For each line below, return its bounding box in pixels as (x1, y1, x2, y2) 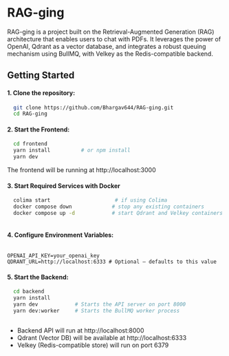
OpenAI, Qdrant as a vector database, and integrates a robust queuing (7, 42, 206, 50)
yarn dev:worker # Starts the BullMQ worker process (13, 307, 180, 314)
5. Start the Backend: (7, 273, 69, 281)
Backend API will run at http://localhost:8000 (17, 326, 144, 335)
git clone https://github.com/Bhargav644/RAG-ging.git (13, 104, 174, 111)
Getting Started (7, 70, 75, 81)
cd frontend (13, 140, 48, 147)
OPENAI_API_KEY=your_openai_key (7, 253, 100, 260)
